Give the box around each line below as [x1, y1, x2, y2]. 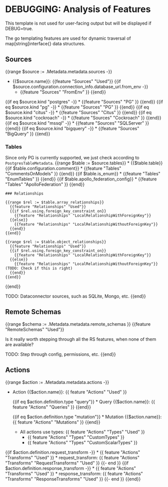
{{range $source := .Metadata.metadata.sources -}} [5, 68, 112, 74]
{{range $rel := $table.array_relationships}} [5, 200, 104, 205]
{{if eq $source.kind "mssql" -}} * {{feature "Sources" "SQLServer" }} [5, 120, 149, 126]
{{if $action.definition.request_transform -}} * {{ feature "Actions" [5, 449, 140, 455]
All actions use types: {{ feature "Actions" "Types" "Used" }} [20, 429, 145, 435]
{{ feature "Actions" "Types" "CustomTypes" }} [27, 434, 124, 440]
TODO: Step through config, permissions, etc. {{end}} [5, 351, 116, 357]
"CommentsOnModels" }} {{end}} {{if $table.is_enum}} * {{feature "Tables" [5, 171, 160, 177]
